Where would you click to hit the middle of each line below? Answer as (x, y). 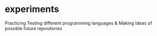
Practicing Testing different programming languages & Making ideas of (78, 23)
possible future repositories (33, 28)
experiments (32, 9)
